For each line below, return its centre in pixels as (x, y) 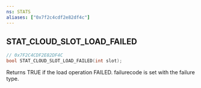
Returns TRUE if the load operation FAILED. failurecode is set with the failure (101, 72)
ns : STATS (19, 12)
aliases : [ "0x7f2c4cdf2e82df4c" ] (48, 17)
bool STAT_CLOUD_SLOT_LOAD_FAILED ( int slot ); (64, 61)
